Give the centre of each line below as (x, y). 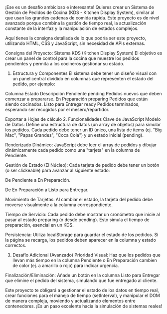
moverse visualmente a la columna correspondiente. (59, 205)
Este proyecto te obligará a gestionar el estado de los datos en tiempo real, (82, 290)
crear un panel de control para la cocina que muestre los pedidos (72, 58)
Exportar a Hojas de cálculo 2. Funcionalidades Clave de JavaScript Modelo (83, 119)
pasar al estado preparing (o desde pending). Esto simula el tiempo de (77, 220)
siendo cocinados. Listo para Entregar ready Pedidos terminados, (72, 104)
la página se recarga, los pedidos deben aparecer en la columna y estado (81, 240)
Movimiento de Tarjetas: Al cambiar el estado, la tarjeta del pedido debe (79, 199)
